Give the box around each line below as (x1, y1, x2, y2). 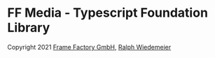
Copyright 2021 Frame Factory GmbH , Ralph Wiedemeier (7, 43, 172, 51)
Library (7, 20, 50, 36)
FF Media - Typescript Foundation (7, 5, 209, 21)
